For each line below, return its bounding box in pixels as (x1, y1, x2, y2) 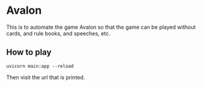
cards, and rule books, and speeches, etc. (6, 29, 111, 37)
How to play (6, 47, 52, 58)
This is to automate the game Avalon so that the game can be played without (6, 23, 196, 31)
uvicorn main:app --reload (6, 63, 74, 69)
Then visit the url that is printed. (6, 73, 85, 81)
